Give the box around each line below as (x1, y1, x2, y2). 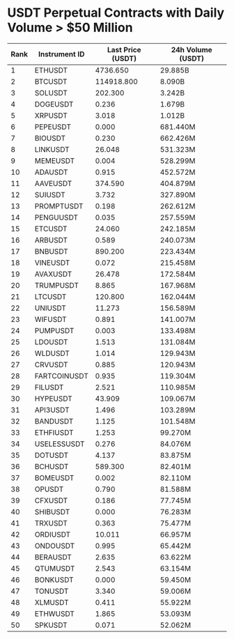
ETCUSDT (34, 224, 68, 233)
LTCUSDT (34, 291, 67, 301)
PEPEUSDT (34, 122, 72, 132)
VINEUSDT (34, 258, 70, 268)
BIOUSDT (34, 133, 66, 143)
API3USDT (34, 405, 70, 415)
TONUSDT (34, 586, 69, 596)
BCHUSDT (34, 461, 69, 471)
